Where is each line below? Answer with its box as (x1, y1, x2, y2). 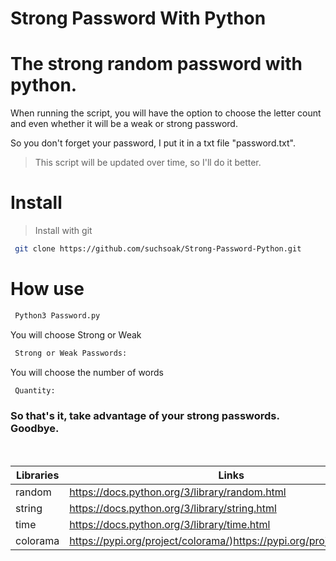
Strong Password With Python (10, 7, 267, 30)
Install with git (34, 225, 93, 237)
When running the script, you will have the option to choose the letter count (10, 107, 322, 119)
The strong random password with (10, 53, 303, 76)
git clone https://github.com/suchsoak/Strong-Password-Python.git (14, 244, 302, 254)
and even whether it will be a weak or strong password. (10, 118, 238, 130)
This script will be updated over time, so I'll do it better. (34, 157, 262, 169)
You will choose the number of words (10, 366, 164, 378)
